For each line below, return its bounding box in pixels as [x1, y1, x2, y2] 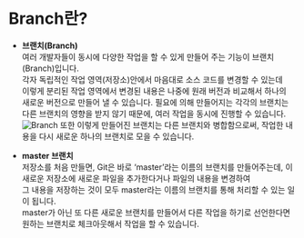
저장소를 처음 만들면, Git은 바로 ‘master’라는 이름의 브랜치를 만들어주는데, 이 [21, 161, 293, 173]
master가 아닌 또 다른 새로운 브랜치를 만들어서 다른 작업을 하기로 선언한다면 [21, 206, 290, 218]
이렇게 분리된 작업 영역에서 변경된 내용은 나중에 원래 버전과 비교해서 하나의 [21, 85, 288, 96]
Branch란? [8, 8, 88, 29]
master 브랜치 [21, 150, 74, 161]
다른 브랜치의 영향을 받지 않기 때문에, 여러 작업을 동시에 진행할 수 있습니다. [21, 108, 287, 119]
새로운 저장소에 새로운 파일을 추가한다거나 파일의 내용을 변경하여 [21, 173, 251, 183]
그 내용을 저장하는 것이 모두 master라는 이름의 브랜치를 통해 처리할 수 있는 [21, 183, 286, 195]
